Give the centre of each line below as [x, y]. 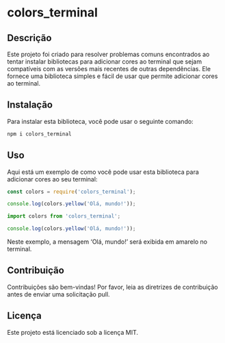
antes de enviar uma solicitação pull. [59, 294]
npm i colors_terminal [39, 134]
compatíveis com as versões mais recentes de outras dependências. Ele [109, 69]
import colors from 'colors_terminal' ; [64, 216]
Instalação [30, 105]
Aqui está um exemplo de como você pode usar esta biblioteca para [103, 172]
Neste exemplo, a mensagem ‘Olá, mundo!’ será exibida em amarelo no [107, 242]
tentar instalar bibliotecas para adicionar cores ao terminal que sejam [105, 62]
